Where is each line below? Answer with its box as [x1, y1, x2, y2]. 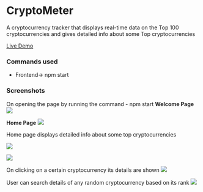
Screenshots [6, 87, 45, 95]
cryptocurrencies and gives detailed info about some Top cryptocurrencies [6, 30, 196, 37]
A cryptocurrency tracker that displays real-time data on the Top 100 [6, 24, 179, 31]
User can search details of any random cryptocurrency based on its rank [6, 179, 190, 186]
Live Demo [6, 42, 34, 49]
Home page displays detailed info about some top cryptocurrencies [6, 130, 177, 138]
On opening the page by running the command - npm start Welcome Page [6, 100, 194, 107]
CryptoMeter [6, 4, 74, 18]
